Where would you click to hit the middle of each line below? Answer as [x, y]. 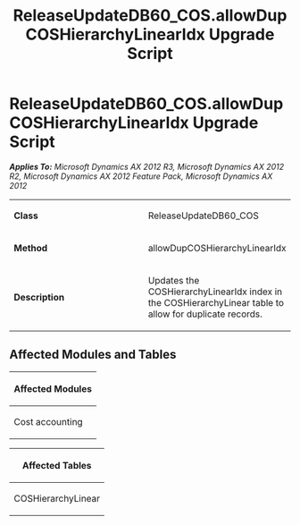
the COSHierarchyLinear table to [216, 302]
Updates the [174, 280]
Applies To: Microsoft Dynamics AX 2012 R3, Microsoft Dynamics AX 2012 [147, 166]
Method [31, 248]
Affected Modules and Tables [93, 355]
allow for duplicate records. [205, 314]
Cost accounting [48, 421]
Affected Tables [57, 465]
